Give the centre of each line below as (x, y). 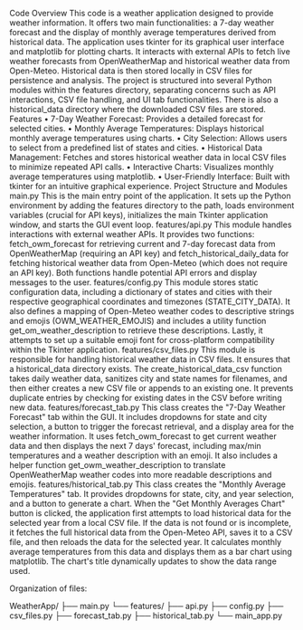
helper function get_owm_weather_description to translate (118, 465)
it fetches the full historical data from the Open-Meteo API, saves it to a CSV (151, 532)
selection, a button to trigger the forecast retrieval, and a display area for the (152, 426)
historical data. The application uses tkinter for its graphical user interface (147, 42)
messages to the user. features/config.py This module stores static (134, 282)
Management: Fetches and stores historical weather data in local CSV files (148, 157)
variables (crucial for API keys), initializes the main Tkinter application (139, 215)
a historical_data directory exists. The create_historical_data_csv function (146, 369)
